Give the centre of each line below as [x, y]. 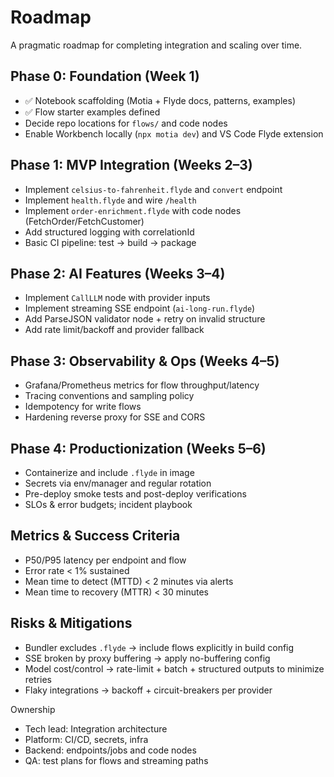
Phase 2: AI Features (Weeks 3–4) [118, 273]
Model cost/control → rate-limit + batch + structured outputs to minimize [174, 668]
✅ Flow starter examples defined [92, 112]
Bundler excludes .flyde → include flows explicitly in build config [159, 647]
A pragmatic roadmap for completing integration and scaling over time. [156, 45]
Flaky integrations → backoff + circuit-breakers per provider [148, 690]
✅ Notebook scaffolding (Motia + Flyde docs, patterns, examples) [160, 100]
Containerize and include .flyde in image [109, 472]
